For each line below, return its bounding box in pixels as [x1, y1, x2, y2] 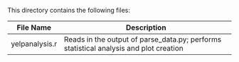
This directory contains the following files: [7, 6, 130, 14]
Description [125, 23, 166, 32]
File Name [16, 23, 52, 32]
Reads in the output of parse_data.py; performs [63, 35, 222, 44]
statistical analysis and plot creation [63, 44, 184, 53]
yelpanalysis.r [11, 39, 58, 49]
